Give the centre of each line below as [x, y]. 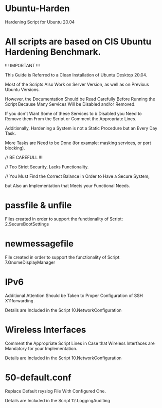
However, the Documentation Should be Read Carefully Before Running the [80, 99]
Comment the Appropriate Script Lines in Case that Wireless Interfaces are [80, 343]
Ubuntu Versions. [22, 89]
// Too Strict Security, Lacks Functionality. [47, 167]
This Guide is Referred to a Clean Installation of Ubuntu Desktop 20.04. [76, 75]
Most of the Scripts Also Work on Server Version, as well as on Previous [77, 84]
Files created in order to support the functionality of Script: [64, 219]
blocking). [15, 148]
